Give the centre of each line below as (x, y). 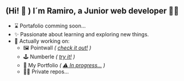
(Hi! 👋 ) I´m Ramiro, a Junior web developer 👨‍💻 (92, 11)
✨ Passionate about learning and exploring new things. (82, 34)
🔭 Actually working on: (42, 41)
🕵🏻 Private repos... (46, 71)
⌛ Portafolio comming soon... (50, 26)
